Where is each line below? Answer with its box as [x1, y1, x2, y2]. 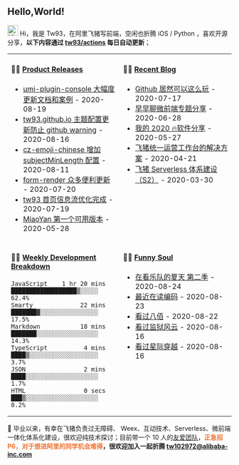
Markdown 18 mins [11, 322, 106, 331]
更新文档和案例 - [23, 95, 80, 105]
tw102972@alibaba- [166, 442, 228, 451]
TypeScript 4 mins [11, 344, 106, 352]
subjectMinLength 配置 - [23, 155, 107, 165]
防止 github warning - [30, 125, 104, 135]
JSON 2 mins [11, 365, 106, 374]
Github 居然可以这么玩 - [134, 84, 216, 94]
